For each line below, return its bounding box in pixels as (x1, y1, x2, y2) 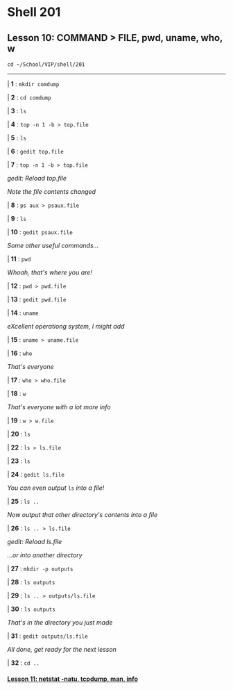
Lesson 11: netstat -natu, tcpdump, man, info (7, 675, 139, 683)
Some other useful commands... (7, 241, 99, 249)
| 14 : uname (7, 309, 39, 317)
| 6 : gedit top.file (7, 147, 64, 155)
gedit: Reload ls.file (7, 538, 62, 545)
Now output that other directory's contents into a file (7, 511, 158, 518)
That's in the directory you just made (7, 618, 113, 626)
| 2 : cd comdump (7, 93, 51, 101)
